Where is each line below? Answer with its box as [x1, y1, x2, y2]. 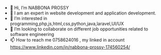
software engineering [9, 31, 54, 37]
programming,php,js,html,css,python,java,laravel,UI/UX [9, 20, 124, 26]
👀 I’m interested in [9, 15, 47, 21]
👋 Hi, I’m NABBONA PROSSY [9, 5, 69, 10]
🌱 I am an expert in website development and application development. [9, 10, 156, 16]
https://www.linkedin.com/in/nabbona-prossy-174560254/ [9, 44, 130, 50]
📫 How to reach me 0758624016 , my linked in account [9, 37, 125, 42]
